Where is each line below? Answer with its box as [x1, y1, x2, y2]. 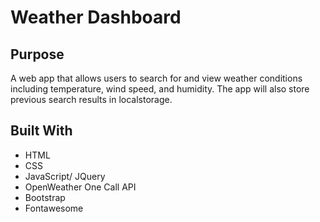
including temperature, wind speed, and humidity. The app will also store [10, 83, 310, 95]
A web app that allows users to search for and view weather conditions [10, 72, 303, 84]
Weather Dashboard [10, 6, 182, 29]
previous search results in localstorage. [10, 94, 173, 105]
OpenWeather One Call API [24, 181, 137, 193]
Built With [10, 122, 73, 140]
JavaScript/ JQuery [24, 170, 106, 182]
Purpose [10, 46, 65, 63]
